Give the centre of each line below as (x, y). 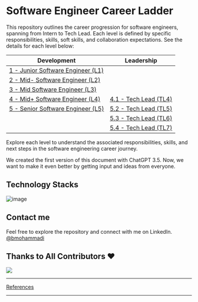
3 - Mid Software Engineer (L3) (53, 89)
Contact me (28, 218)
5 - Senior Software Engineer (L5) (57, 108)
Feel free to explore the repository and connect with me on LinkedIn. (89, 231)
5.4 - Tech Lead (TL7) (141, 128)
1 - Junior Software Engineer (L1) (57, 70)
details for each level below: (40, 46)
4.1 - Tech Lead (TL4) (141, 99)
